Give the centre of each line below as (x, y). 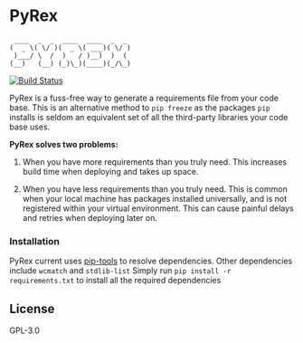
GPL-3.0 (25, 330)
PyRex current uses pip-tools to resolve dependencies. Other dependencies (151, 261)
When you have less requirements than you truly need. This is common (155, 189)
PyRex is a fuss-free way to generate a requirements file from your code (144, 98)
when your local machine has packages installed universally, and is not (155, 198)
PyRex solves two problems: (64, 144)
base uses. (30, 127)
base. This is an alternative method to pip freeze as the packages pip (140, 107)
